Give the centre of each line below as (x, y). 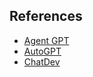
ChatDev (42, 61)
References (46, 16)
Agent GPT (46, 40)
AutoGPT (42, 51)
